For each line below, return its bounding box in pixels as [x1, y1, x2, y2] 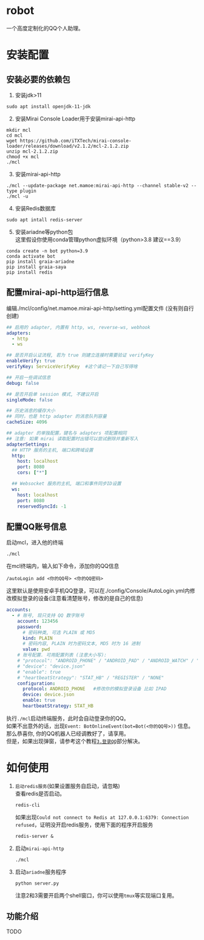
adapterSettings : [6, 441, 50, 448]
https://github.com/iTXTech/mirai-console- [19, 137, 132, 143]
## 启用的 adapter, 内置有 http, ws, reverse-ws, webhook [6, 324, 151, 330]
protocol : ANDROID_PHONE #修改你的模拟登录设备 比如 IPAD [22, 686, 167, 692]
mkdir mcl [6, 127, 32, 133]
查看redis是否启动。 [15, 790, 66, 797]
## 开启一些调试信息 [6, 375, 51, 381]
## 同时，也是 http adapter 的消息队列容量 [6, 413, 107, 420]
